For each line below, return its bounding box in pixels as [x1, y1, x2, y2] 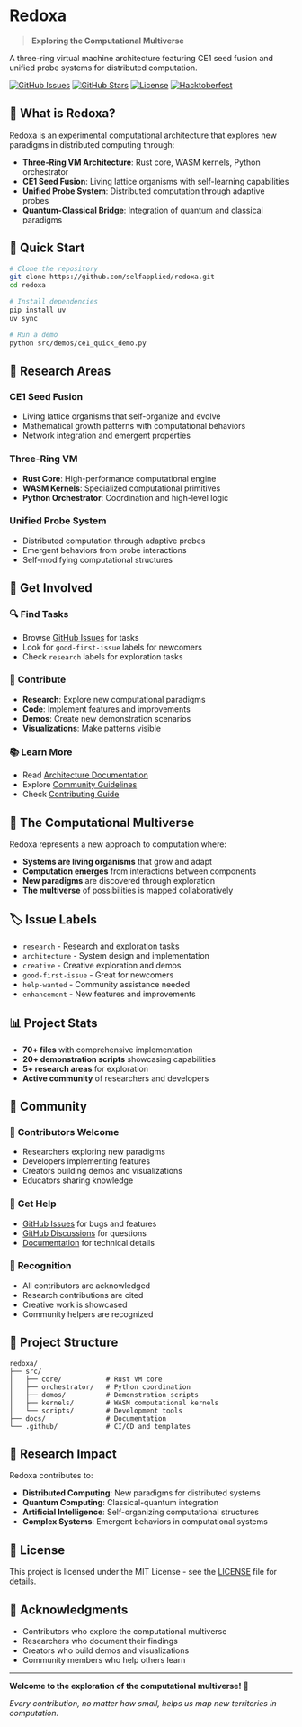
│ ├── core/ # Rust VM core [9, 1375, 164, 1384]
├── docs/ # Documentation [9, 1413, 167, 1423]
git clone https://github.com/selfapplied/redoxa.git [9, 272, 216, 282]
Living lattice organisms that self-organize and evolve [22, 411, 221, 422]
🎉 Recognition [9, 1259, 72, 1272]
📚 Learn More [9, 745, 73, 758]
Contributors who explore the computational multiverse [22, 1626, 227, 1637]
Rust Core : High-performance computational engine [22, 473, 217, 484]
